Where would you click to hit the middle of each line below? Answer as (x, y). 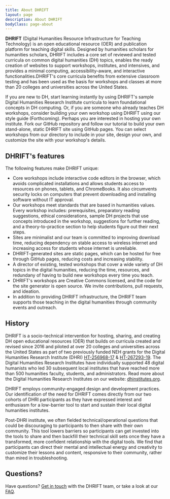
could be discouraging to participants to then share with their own (74, 425)
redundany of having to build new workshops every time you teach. (83, 275)
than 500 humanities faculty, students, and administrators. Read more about (85, 373)
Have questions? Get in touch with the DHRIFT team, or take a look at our (82, 486)
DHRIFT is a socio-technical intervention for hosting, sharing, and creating (83, 336)
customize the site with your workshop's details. (56, 140)
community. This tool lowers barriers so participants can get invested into (82, 431)
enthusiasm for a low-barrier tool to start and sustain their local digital (78, 405)
